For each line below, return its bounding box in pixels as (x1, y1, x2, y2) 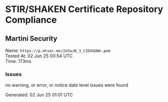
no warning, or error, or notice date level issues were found (5, 82, 129, 88)
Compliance (5, 14, 57, 26)
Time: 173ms (5, 58, 32, 64)
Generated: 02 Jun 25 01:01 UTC (5, 92, 73, 98)
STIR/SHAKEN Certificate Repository (5, 4, 163, 15)
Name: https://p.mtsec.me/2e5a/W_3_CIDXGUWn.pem (5, 48, 111, 53)
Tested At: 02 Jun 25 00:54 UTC (5, 53, 73, 59)
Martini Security (5, 34, 58, 43)
